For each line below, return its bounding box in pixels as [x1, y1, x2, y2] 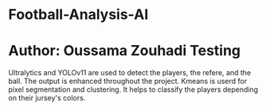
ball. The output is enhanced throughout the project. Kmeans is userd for [8, 77, 248, 86]
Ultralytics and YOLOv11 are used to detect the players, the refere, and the [8, 68, 252, 78]
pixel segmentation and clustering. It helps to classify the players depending [8, 85, 259, 94]
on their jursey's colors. [8, 93, 86, 103]
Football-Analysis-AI [8, 6, 149, 24]
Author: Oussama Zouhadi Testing [8, 42, 241, 60]
